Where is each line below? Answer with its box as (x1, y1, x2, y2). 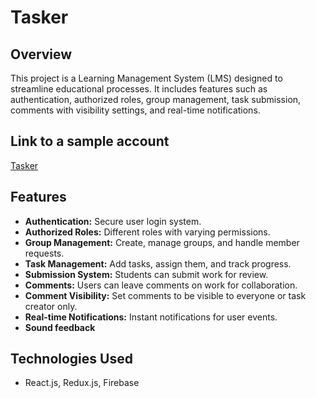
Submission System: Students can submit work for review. (24, 268, 269, 280)
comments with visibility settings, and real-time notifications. (10, 104, 261, 116)
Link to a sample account (10, 133, 170, 150)
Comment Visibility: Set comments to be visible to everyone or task (24, 289, 307, 301)
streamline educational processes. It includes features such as (10, 83, 268, 95)
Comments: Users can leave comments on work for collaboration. (24, 279, 298, 291)
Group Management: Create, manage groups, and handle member (24, 236, 300, 248)
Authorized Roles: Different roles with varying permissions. (24, 226, 271, 238)
